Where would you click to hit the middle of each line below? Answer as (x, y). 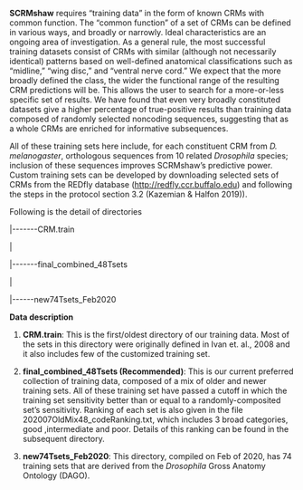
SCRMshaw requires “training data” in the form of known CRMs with (137, 13)
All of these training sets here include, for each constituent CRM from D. (143, 146)
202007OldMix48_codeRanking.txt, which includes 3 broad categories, (155, 419)
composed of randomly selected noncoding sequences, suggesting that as (149, 119)
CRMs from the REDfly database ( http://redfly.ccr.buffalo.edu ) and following (151, 184)
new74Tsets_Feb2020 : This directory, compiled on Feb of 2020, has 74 (157, 456)
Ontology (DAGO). (56, 476)
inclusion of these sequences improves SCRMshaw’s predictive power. (141, 165)
